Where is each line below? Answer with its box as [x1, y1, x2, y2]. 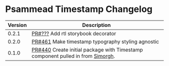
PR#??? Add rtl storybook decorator [32, 30, 117, 37]
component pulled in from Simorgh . [32, 52, 115, 59]
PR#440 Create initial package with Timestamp [32, 46, 143, 53]
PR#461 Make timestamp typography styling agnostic [32, 38, 159, 45]
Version [8, 21, 27, 28]
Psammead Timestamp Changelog [5, 3, 153, 15]
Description [82, 21, 111, 28]
